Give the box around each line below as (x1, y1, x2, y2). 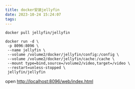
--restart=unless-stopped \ (7, 65, 66, 70)
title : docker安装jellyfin (5, 7, 60, 12)
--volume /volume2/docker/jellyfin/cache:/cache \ (7, 56, 115, 61)
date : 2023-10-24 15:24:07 (5, 12, 61, 17)
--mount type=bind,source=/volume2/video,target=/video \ (7, 61, 131, 66)
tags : (5, 16, 16, 21)
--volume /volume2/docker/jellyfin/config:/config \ (7, 52, 120, 57)
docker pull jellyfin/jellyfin (5, 30, 70, 35)
